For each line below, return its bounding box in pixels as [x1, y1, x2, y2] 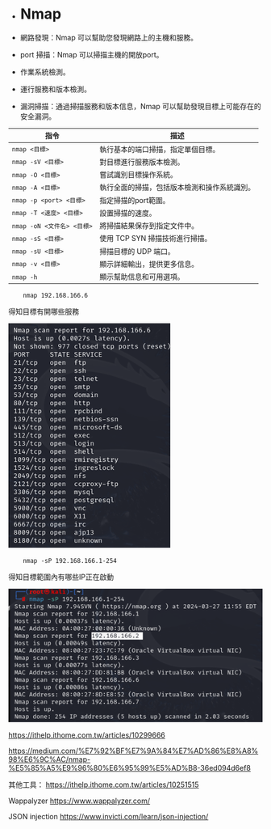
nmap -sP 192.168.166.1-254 [23, 556, 117, 565]
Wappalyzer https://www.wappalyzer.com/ [8, 796, 151, 806]
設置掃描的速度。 [99, 208, 156, 218]
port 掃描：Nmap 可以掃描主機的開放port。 [19, 49, 164, 59]
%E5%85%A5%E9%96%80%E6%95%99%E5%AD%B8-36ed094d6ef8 [8, 763, 252, 773]
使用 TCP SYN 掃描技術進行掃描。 [99, 234, 212, 243]
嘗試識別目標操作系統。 [99, 170, 177, 180]
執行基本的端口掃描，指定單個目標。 [99, 144, 220, 154]
